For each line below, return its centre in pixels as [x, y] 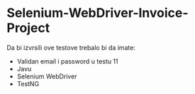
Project [28, 28]
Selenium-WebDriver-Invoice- [97, 13]
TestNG [28, 83]
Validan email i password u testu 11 [67, 61]
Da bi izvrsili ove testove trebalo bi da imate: [71, 47]
